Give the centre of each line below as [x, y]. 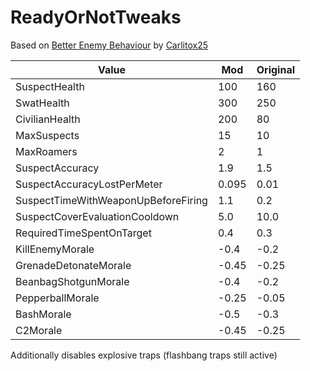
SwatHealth [42, 103]
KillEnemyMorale [55, 249]
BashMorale [43, 314]
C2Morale [39, 330]
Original [276, 69]
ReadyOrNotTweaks [96, 17]
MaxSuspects [47, 135]
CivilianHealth [48, 119]
